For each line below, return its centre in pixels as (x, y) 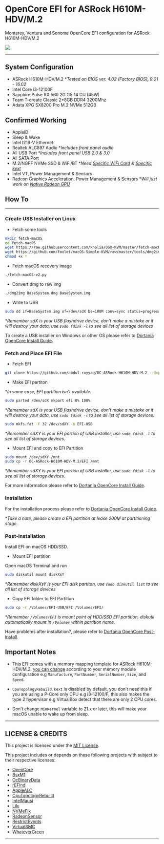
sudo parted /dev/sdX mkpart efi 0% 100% (48, 401)
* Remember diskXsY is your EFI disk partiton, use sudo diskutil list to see (82, 584)
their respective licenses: (30, 760)
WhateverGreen (28, 832)
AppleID (20, 132)
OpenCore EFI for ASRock (58, 9)
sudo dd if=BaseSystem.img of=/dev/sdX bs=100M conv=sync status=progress (83, 311)
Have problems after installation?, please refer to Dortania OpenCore (74, 632)
